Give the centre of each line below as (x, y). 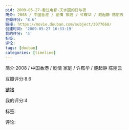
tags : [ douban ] (21, 48)
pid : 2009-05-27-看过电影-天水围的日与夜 (46, 10)
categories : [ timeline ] (31, 53)
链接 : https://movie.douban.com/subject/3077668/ (58, 24)
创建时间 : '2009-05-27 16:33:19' (39, 29)
